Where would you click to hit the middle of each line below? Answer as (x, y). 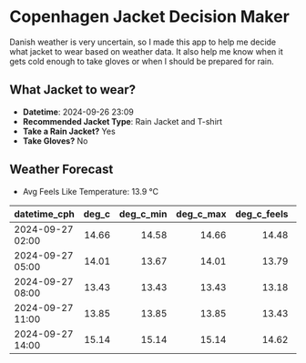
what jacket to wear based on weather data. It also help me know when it (147, 51)
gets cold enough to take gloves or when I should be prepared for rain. (142, 61)
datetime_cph (45, 214)
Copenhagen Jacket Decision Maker (149, 17)
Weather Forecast (61, 170)
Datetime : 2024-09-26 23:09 (78, 112)
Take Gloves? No (55, 141)
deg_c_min (143, 214)
